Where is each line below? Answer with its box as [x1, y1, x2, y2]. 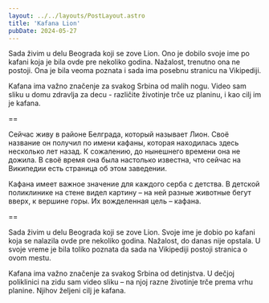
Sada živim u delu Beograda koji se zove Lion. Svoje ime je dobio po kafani [8, 227, 255, 237]
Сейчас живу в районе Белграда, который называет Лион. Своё [8, 129, 230, 139]
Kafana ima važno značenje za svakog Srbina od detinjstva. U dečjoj [8, 268, 235, 278]
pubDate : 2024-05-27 [8, 27, 78, 35]
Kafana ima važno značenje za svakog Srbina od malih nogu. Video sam [8, 81, 247, 91]
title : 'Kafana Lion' [8, 19, 81, 27]
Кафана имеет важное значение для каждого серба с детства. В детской [8, 179, 260, 189]
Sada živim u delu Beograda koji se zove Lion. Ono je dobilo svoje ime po [8, 49, 251, 59]
